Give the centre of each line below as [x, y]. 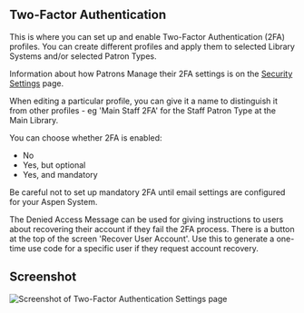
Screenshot [43, 277]
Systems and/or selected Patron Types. [83, 56]
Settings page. [37, 83]
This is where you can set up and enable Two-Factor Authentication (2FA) [147, 36]
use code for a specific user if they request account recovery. [143, 248]
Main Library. [34, 120]
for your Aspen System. [54, 201]
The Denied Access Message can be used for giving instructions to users [147, 219]
